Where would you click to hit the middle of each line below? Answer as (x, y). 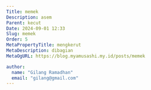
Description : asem (29, 17)
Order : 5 (17, 39)
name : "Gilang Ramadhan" (42, 72)
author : (16, 67)
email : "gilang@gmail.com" (45, 78)
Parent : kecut (24, 23)
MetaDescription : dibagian (40, 51)
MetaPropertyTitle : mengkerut (44, 45)
